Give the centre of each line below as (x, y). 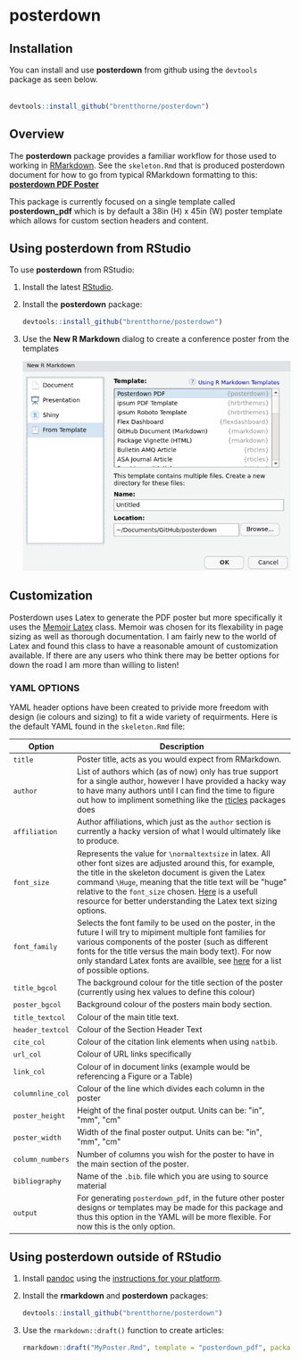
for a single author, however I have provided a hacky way (182, 781)
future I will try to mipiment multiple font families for (171, 932)
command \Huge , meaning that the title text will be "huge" (182, 881)
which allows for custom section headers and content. (109, 221)
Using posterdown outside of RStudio (115, 1257)
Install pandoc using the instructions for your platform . (122, 1279)
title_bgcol (35, 988)
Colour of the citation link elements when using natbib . (178, 1042)
